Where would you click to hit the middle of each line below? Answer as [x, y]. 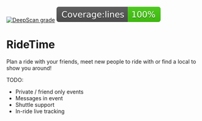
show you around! [29, 68]
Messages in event [39, 98]
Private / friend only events [49, 92]
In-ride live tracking [40, 111]
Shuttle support [35, 105]
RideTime [31, 45]
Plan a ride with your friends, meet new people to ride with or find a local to [101, 61]
